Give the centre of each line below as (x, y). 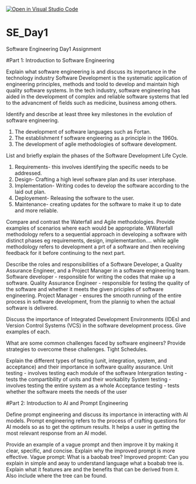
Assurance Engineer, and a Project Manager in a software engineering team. (98, 270)
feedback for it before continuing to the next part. (66, 253)
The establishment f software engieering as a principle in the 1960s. (96, 138)
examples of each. (28, 332)
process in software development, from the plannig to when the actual (91, 301)
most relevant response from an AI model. (56, 433)
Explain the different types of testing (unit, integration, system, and (87, 360)
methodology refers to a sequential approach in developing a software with (97, 234)
